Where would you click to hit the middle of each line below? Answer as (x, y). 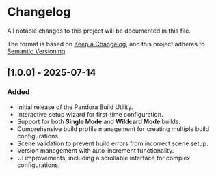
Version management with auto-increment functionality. (95, 150)
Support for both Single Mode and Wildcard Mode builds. (99, 121)
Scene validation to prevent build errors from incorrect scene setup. (112, 143)
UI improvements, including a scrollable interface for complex (104, 158)
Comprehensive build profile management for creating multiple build (113, 129)
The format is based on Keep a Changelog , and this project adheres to (106, 44)
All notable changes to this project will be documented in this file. (99, 31)
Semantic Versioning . (37, 51)
